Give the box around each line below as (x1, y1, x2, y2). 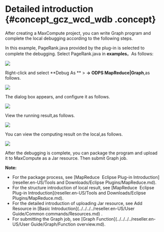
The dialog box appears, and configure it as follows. (5, 93, 110, 99)
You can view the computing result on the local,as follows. (5, 131, 123, 137)
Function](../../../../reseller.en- (96, 216, 156, 222)
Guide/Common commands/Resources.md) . (12, 210, 103, 217)
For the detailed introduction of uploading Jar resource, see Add (12, 200, 142, 206)
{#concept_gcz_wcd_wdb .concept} (5, 14, 156, 25)
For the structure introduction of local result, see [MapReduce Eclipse (12, 184, 155, 190)
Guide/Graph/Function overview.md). (30, 221, 106, 227)
